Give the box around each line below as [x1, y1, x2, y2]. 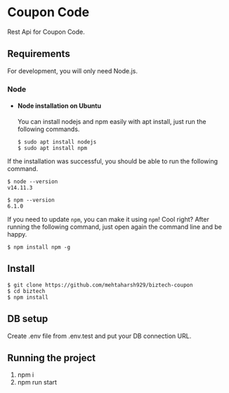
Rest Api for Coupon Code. [7, 27, 86, 36]
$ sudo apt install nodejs [17, 138, 97, 145]
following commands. [17, 125, 80, 133]
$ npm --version [7, 196, 55, 204]
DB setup [7, 313, 48, 325]
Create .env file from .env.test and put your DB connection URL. [7, 332, 192, 340]
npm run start [17, 378, 58, 387]
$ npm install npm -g [7, 244, 71, 251]
